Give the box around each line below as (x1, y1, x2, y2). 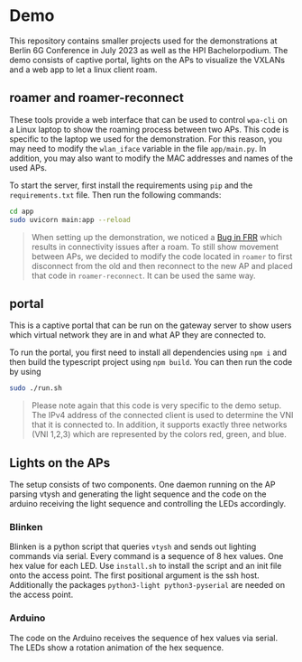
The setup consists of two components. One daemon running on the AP (9, 480, 276, 490)
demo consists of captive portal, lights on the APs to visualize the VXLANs (9, 54, 286, 65)
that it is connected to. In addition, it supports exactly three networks (31, 419, 288, 430)
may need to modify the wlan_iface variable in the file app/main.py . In (9, 143, 267, 154)
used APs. (9, 162, 48, 172)
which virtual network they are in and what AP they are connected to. (9, 330, 267, 340)
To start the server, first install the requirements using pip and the (9, 180, 253, 191)
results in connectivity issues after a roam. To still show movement (31, 241, 279, 252)
